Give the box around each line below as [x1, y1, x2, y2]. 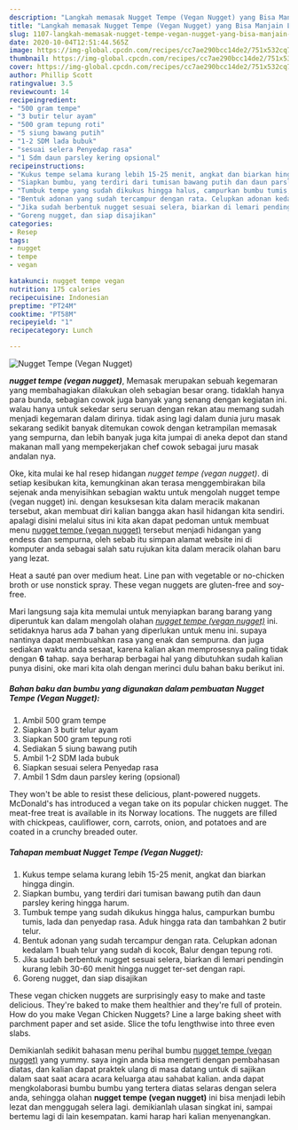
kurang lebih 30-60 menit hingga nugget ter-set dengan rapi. [21, 963, 246, 974]
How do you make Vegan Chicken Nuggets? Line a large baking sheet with [9, 1008, 282, 1019]
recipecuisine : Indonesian [9, 293, 109, 302]
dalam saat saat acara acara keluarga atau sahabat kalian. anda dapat [9, 1073, 264, 1084]
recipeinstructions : [9, 162, 86, 170]
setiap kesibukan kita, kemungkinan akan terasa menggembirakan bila [9, 478, 266, 488]
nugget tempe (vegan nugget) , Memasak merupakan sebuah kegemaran [9, 375, 278, 386]
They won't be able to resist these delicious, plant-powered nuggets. [9, 788, 261, 799]
